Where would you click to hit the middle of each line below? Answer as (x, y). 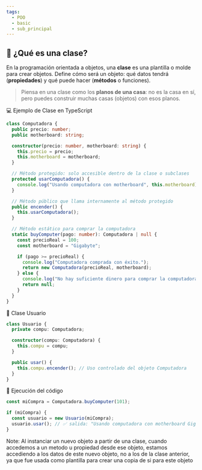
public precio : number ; (41, 129)
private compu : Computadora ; (48, 330)
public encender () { (37, 207)
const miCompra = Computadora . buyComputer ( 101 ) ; (68, 402)
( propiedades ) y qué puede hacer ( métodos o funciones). (78, 80)
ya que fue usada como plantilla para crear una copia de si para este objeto (100, 460)
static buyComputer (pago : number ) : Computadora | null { (84, 235)
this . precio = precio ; (45, 151)
